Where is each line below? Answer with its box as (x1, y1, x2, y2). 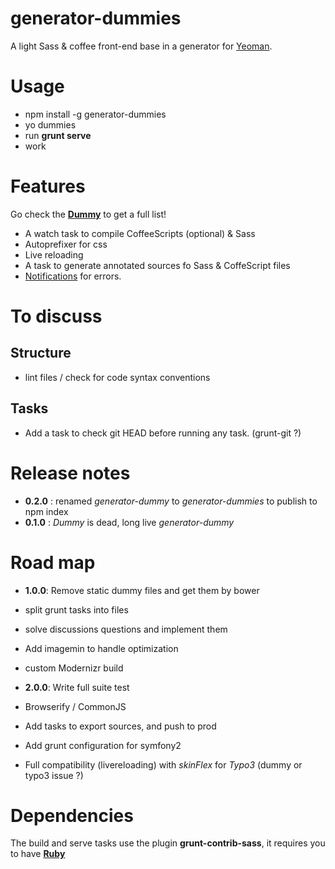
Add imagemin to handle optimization (24, 642, 179, 654)
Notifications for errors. (24, 270, 122, 282)
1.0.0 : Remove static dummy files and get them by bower (24, 584, 260, 596)
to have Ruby (10, 848, 66, 860)
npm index (24, 505, 69, 517)
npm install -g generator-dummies (24, 108, 167, 120)
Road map (10, 551, 96, 574)
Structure (10, 345, 72, 362)
